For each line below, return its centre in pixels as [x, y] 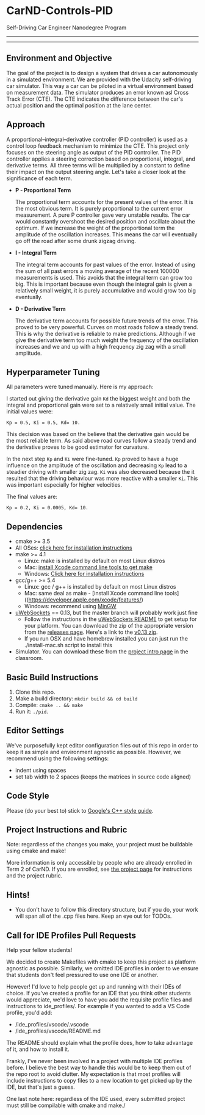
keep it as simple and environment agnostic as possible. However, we [94, 752]
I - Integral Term [36, 252]
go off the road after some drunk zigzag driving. [75, 241]
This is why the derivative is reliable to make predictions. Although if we [105, 333]
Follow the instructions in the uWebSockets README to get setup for [110, 619]
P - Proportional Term [43, 190]
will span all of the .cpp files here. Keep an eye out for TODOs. [93, 916]
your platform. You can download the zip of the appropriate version [109, 626]
